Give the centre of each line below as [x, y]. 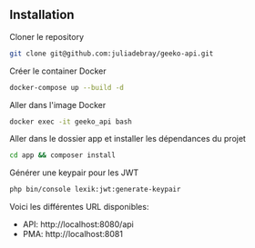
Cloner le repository [47, 36]
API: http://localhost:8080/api [78, 224]
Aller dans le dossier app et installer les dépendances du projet [127, 139]
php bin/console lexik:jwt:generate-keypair [95, 190]
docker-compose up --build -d [67, 87]
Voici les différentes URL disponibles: [79, 207]
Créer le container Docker [58, 71]
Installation [42, 15]
